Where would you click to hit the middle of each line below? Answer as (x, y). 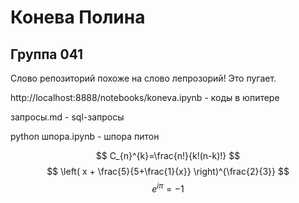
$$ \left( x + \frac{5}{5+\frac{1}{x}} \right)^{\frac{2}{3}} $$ (168, 171)
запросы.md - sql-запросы (67, 117)
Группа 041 (47, 54)
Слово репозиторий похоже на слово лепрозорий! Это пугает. (143, 78)
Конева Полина (78, 17)
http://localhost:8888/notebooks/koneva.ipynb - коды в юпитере (145, 97)
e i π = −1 (168, 188)
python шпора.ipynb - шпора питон (85, 136)
